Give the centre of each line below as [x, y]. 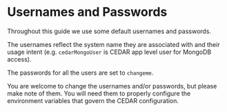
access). [19, 59]
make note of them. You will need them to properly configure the [99, 93]
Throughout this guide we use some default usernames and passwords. [109, 31]
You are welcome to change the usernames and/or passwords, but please [112, 86]
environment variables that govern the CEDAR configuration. [93, 100]
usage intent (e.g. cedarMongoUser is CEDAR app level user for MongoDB [109, 52]
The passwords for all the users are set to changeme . [80, 73]
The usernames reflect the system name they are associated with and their [113, 44]
